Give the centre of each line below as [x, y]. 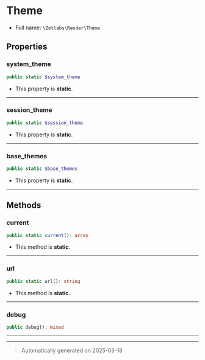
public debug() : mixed [35, 327]
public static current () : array [47, 235]
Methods [24, 205]
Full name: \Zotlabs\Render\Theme [58, 28]
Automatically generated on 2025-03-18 [72, 350]
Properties [27, 47]
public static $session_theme [45, 123]
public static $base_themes [42, 169]
